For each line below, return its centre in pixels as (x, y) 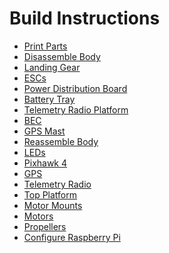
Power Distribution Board (75, 88)
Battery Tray (49, 99)
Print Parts (45, 46)
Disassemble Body (62, 56)
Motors (38, 216)
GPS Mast (44, 131)
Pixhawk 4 (45, 163)
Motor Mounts (53, 205)
